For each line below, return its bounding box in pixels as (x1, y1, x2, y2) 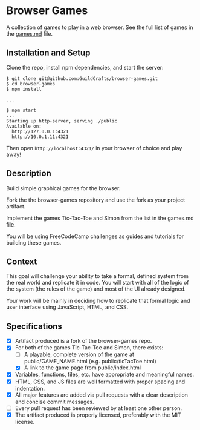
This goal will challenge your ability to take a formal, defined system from (6, 273, 189, 280)
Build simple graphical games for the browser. (6, 184, 121, 191)
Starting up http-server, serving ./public (6, 117, 118, 124)
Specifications (6, 321, 62, 331)
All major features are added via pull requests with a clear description (15, 391, 189, 399)
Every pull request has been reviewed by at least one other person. (15, 404, 182, 412)
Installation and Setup (6, 48, 91, 58)
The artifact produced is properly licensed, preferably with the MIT (15, 411, 181, 418)
